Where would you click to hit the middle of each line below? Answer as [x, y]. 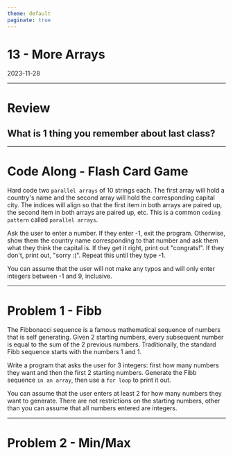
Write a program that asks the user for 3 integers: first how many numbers [113, 365]
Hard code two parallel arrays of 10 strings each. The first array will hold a [116, 191]
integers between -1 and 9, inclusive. [60, 276]
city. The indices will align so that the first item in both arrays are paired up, [115, 205]
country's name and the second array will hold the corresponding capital [111, 198]
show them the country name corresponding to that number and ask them [113, 240]
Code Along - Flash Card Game [98, 171]
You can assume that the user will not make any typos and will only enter [111, 269]
